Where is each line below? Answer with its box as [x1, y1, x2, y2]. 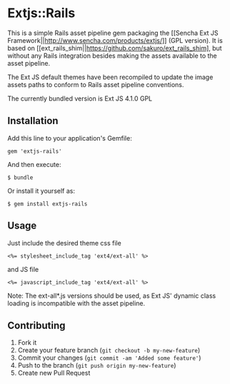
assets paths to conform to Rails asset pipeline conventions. [7, 80, 184, 89]
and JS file [7, 265, 39, 273]
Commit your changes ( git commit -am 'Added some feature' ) [17, 353, 201, 362]
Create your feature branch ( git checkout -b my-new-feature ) [17, 346, 201, 355]
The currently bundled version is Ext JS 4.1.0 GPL [7, 94, 152, 103]
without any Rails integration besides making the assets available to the [7, 51, 218, 60]
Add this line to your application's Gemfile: [7, 133, 132, 142]
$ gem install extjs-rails [7, 200, 88, 208]
